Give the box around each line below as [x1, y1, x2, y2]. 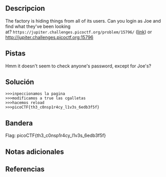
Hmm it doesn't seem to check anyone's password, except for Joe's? [5, 63, 152, 69]
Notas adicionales [5, 147, 64, 156]
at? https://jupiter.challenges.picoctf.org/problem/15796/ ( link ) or [5, 28, 152, 35]
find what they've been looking [5, 23, 71, 29]
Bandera [5, 118, 33, 128]
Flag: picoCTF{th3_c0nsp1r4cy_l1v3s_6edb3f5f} [5, 132, 106, 138]
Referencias [5, 165, 45, 174]
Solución [5, 78, 34, 86]
